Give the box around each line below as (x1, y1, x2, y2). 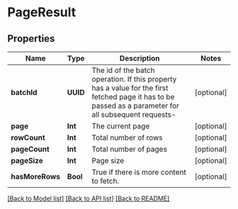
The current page (91, 121, 150, 131)
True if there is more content (91, 167, 186, 177)
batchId (11, 88, 38, 97)
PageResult (7, 4, 76, 21)
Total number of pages (91, 145, 168, 154)
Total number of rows (91, 132, 163, 142)
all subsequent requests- (91, 110, 176, 119)
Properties (7, 33, 55, 45)
